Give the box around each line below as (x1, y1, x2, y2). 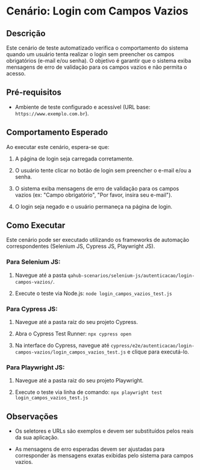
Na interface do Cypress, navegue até (14, 342, 110, 349)
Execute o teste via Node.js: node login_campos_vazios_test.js (14, 290, 173, 297)
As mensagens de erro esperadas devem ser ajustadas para (14, 445, 165, 453)
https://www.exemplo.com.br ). (14, 110, 89, 117)
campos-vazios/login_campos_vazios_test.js (14, 349, 127, 355)
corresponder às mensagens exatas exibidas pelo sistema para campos (14, 452, 194, 459)
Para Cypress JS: (6, 305, 58, 313)
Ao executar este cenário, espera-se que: (6, 143, 110, 150)
